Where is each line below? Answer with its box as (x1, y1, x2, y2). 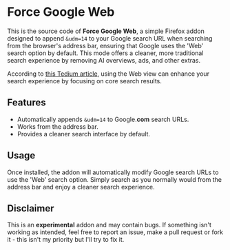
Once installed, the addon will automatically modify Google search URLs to (7, 168, 219, 176)
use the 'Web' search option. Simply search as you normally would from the (7, 175, 222, 183)
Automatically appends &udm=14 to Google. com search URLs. (17, 115, 189, 123)
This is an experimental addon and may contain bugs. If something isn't (7, 221, 212, 229)
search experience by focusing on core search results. (7, 76, 162, 85)
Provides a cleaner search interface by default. (17, 129, 150, 138)
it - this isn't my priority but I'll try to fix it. (7, 236, 125, 244)
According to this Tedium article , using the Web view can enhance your (7, 70, 210, 78)
